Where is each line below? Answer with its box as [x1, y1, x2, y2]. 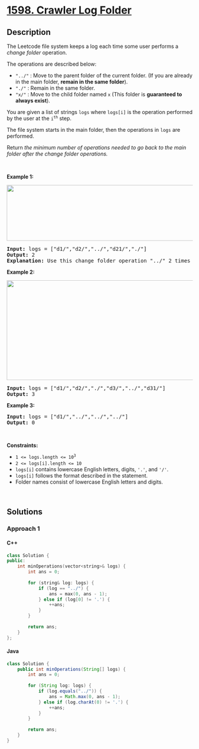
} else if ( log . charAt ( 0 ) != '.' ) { [38, 699, 129, 705]
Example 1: [6, 173, 34, 180]
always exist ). [15, 97, 51, 104]
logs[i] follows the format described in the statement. [15, 472, 148, 479]
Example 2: [6, 268, 35, 275]
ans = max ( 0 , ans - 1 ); [48, 591, 108, 597]
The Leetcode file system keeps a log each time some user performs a [6, 43, 179, 50]
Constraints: [6, 442, 38, 449]
